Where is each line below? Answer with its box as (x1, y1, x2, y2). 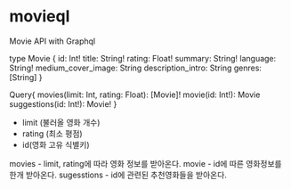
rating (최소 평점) (21, 127, 83, 139)
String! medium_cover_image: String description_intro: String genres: (9, 62, 263, 73)
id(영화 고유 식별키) (21, 139, 91, 150)
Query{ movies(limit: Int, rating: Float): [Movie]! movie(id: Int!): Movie (9, 89, 261, 100)
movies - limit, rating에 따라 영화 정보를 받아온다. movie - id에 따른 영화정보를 (9, 158, 282, 168)
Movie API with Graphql (9, 36, 96, 46)
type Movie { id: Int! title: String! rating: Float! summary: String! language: (9, 53, 277, 63)
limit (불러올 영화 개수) (21, 117, 101, 127)
